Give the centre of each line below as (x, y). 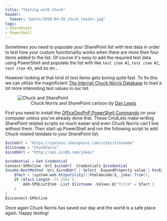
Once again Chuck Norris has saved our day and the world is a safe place (80, 208)
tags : (11, 24)
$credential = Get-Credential (37, 161)
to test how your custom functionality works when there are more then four (82, 52)
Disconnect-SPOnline (27, 198)
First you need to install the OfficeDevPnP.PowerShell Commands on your (81, 113)
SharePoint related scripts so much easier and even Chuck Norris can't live (82, 123)
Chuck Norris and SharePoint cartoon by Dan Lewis (83, 103)
